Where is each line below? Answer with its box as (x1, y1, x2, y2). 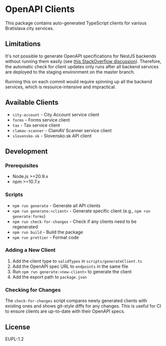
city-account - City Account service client (12, 111, 100, 118)
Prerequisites (5, 162, 38, 169)
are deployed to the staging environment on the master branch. (5, 69, 136, 75)
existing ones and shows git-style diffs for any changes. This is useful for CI (5, 303, 161, 309)
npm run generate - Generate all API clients (12, 202, 101, 208)
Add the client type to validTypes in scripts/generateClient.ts (12, 258, 143, 264)
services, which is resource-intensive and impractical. (5, 84, 116, 90)
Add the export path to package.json (12, 274, 87, 280)
